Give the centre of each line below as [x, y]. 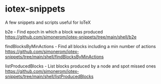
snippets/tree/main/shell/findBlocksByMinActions [55, 56]
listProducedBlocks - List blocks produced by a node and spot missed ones [80, 66]
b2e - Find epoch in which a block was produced [54, 32]
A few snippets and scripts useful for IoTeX [48, 22]
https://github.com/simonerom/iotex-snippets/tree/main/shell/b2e [71, 37]
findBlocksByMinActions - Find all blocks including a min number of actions [80, 46]
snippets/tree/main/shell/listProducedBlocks [49, 76]
